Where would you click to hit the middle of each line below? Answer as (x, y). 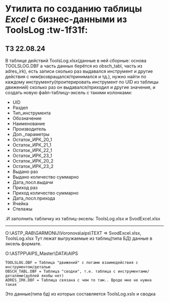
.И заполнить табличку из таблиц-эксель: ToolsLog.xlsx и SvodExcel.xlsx (83, 218)
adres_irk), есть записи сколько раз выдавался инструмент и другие (79, 71)
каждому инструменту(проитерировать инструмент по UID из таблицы (82, 82)
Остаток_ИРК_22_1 (32, 150)
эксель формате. (23, 244)
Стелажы (22, 209)
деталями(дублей (22, 276)
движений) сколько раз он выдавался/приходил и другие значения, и (80, 87)
